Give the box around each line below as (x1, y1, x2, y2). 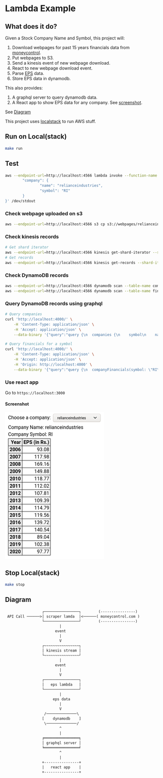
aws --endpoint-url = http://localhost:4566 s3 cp (5, 222, 105, 227)
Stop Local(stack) (5, 568, 60, 577)
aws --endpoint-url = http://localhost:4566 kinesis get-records (5, 260, 136, 265)
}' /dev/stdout (5, 198, 36, 203)
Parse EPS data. (12, 71, 45, 76)
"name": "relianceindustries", (39, 183, 103, 188)
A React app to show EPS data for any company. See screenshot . (12, 100, 143, 105)
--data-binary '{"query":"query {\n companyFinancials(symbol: (14, 367, 147, 372)
